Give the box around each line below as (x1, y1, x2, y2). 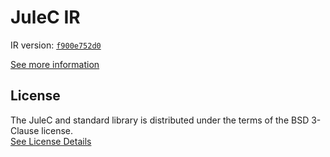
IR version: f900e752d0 (10, 39, 102, 51)
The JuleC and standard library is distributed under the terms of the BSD (10, 114, 310, 126)
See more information (10, 58, 100, 70)
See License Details (10, 135, 92, 147)
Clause (10, 124, 40, 136)
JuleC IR (10, 6, 81, 29)
